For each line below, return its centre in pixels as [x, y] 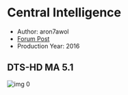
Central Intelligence [64, 13]
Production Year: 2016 [48, 46]
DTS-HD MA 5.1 [40, 67]
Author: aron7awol [43, 31]
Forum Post [33, 38]
